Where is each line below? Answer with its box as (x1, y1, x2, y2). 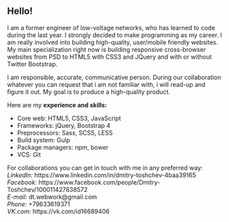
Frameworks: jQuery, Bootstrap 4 (16, 121, 111, 129)
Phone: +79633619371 (7, 199, 70, 208)
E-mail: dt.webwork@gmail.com (7, 193, 98, 201)
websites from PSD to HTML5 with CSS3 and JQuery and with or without (7, 53, 212, 61)
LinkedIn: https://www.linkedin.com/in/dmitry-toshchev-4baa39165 (7, 171, 196, 179)
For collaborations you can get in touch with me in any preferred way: (7, 163, 203, 171)
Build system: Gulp (16, 136, 70, 144)
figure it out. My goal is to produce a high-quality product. (7, 87, 171, 96)
